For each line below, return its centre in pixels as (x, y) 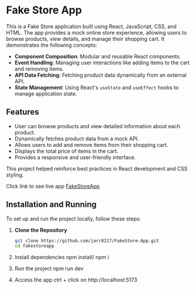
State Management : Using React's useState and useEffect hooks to (97, 87)
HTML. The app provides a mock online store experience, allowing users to (97, 32)
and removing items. (39, 68)
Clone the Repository (41, 230)
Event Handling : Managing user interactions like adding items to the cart (102, 63)
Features (23, 112)
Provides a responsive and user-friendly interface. (75, 157)
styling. (15, 175)
